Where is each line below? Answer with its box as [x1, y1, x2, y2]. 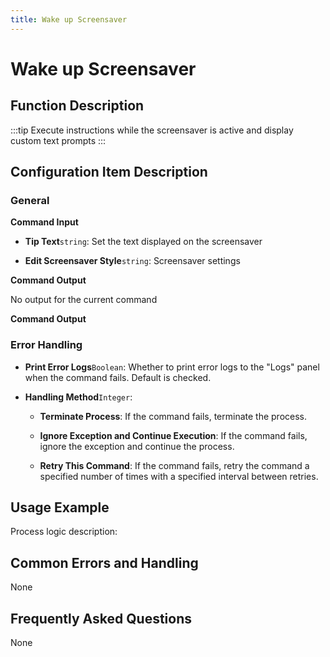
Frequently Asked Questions [10, 610, 193, 627]
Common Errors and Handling [10, 554, 199, 571]
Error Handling [10, 338, 83, 352]
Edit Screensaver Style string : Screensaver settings [24, 255, 241, 267]
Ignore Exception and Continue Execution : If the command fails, [39, 429, 308, 441]
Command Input [10, 216, 79, 228]
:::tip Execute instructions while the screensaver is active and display [10, 124, 294, 136]
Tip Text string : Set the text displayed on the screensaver [24, 236, 263, 248]
